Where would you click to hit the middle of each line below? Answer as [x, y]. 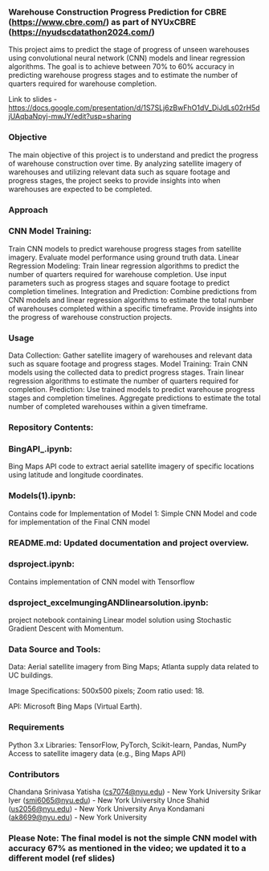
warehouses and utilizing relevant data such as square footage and [119, 172]
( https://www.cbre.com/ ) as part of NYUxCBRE [102, 22]
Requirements [37, 727]
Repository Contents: [51, 427]
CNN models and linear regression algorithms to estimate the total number [131, 300]
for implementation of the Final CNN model [79, 521]
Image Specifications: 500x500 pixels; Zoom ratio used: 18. [106, 691]
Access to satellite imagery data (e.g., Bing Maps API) [97, 753]
